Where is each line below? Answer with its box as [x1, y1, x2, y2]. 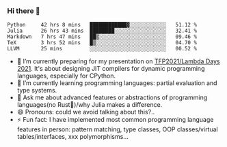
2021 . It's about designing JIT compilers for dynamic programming [16, 65, 205, 73]
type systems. [16, 86, 57, 95]
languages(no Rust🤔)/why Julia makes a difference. [16, 101, 163, 109]
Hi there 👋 [7, 6, 41, 16]
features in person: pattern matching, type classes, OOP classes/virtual [16, 125, 218, 133]
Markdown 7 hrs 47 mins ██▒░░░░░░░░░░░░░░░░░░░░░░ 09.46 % [7, 33, 197, 40]
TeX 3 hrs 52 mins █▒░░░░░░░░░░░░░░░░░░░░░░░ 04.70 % [7, 39, 197, 46]
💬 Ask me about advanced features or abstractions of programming [16, 93, 208, 101]
